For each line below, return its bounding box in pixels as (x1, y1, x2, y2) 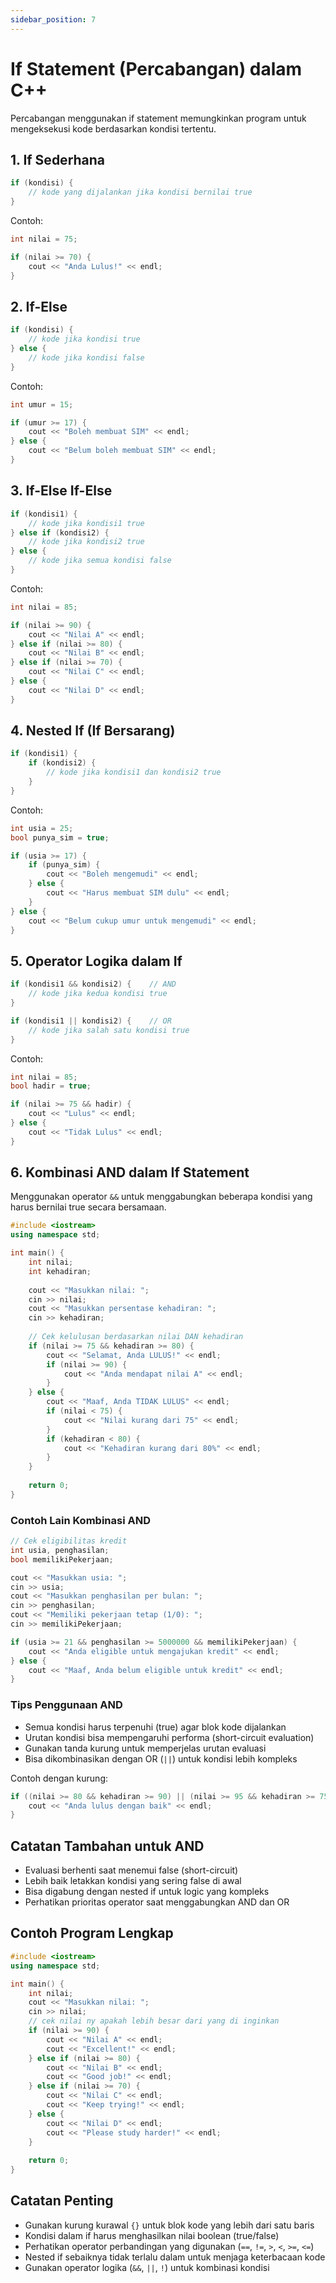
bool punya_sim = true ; (10, 832, 110, 843)
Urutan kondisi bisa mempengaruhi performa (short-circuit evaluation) (24, 1731, 315, 1743)
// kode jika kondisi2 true (28, 537, 145, 547)
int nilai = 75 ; (10, 234, 78, 244)
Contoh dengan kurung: (10, 1772, 109, 1784)
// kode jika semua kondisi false (28, 556, 172, 566)
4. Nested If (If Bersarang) (10, 722, 176, 740)
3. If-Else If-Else (10, 482, 113, 500)
